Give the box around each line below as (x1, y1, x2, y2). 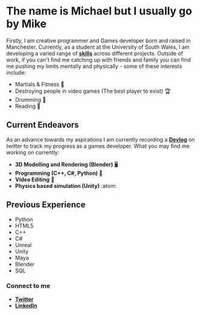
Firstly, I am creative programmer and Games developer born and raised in (6, 37, 191, 44)
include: (6, 69, 26, 76)
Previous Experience (6, 200, 86, 210)
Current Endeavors (6, 120, 79, 130)
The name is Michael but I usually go (6, 4, 193, 18)
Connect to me (6, 282, 51, 290)
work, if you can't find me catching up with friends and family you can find (6, 56, 191, 63)
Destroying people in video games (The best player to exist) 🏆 (14, 87, 171, 95)
